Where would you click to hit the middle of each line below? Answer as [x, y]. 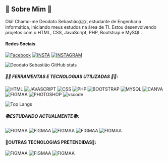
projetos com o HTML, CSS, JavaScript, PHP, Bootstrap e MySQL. [74, 32]
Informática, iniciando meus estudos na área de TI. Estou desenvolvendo [81, 27]
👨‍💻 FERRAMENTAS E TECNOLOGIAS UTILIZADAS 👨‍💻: [62, 76]
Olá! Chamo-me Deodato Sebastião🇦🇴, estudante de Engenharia [73, 21]
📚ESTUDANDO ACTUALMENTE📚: [42, 116]
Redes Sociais [20, 44]
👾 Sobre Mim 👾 [29, 9]
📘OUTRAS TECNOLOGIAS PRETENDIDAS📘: [51, 142]
